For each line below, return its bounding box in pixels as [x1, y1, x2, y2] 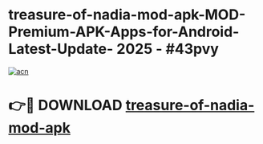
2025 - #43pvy [115, 40, 219, 58]
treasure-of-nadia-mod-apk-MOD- [8, 6, 246, 24]
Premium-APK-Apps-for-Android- [8, 23, 240, 41]
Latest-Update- [8, 40, 114, 58]
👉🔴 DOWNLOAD [8, 97, 123, 114]
